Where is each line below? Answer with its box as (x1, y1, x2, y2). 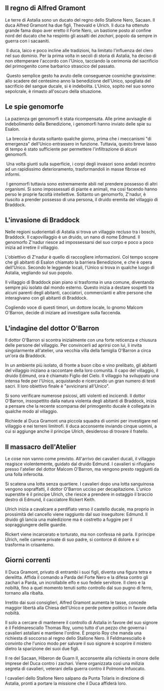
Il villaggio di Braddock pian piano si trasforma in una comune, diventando (5, 279, 155, 285)
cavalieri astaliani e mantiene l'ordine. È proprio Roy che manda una (5, 630, 142, 636)
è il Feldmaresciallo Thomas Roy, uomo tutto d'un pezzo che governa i (5, 625, 147, 631)
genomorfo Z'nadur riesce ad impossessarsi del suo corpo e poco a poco (5, 240, 154, 245)
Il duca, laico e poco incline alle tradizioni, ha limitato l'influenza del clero (6, 47, 153, 53)
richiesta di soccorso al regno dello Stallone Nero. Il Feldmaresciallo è (5, 635, 146, 641)
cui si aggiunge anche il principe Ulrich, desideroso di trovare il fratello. (5, 428, 149, 434)
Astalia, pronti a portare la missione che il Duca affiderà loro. (5, 680, 127, 686)
